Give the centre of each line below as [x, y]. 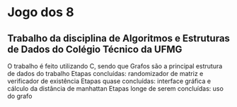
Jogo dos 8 [41, 12]
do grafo [20, 96]
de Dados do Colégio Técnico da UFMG [95, 49]
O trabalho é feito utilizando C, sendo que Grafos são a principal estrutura [115, 66]
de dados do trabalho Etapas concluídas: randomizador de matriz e [105, 74]
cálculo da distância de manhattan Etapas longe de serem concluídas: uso [116, 88]
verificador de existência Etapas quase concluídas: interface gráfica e [109, 81]
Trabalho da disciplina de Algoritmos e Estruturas [118, 38]
